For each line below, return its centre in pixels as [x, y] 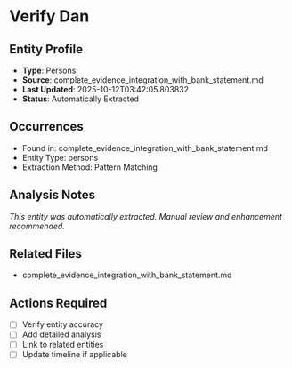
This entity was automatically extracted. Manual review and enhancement [146, 216]
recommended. [37, 226]
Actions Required [58, 303]
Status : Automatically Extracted [81, 99]
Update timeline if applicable [74, 355]
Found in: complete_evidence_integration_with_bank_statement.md [145, 148]
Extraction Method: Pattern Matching [90, 167]
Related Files [46, 254]
